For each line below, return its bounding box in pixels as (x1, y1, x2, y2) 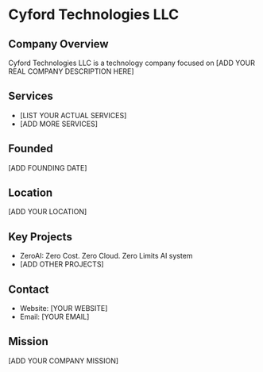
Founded (8, 142, 53, 155)
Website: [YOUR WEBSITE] (19, 304, 108, 313)
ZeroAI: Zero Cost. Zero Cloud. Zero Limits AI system (19, 251, 193, 261)
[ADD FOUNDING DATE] (8, 163, 87, 172)
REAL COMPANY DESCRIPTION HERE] (8, 67, 134, 76)
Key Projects (8, 230, 73, 244)
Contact (8, 282, 49, 296)
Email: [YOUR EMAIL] (19, 312, 90, 322)
